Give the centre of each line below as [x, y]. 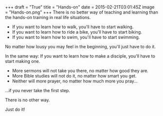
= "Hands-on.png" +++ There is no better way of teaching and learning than [81, 12]
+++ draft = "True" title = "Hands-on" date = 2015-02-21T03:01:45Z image [80, 7]
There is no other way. [27, 100]
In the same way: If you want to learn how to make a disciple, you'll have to [80, 56]
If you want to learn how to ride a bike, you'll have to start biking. [77, 32]
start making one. [23, 61]
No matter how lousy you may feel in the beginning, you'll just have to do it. [80, 47]
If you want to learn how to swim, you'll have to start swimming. [76, 37]
